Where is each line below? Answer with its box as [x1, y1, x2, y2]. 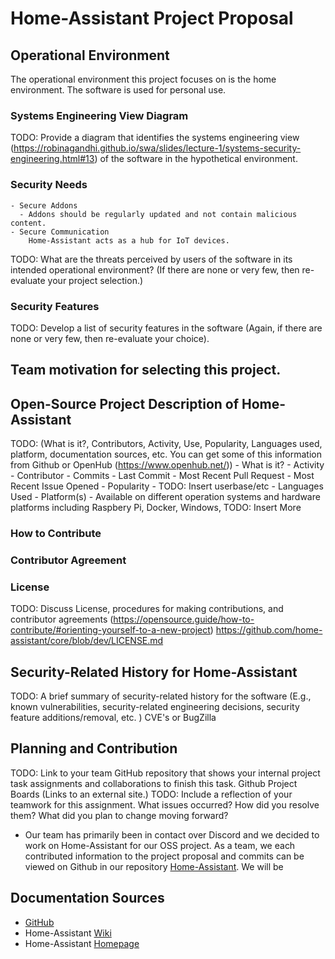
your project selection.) [47, 274, 144, 286]
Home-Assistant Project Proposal [10, 7, 294, 30]
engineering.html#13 [10, 153, 95, 165]
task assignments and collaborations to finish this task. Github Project [10, 777, 298, 789]
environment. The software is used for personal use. [10, 84, 227, 96]
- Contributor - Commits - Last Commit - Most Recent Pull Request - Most [10, 470, 315, 482]
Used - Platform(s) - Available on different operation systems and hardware [10, 491, 321, 503]
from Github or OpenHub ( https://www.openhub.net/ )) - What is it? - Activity [10, 459, 325, 471]
